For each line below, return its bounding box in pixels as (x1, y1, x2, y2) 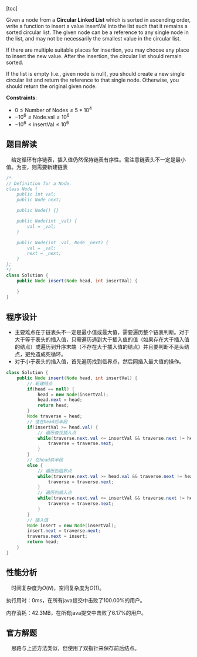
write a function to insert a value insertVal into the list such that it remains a (6, 23, 188, 29)
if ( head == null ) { (27, 386, 75, 392)
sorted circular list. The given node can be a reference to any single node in (6, 29, 189, 36)
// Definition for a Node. (6, 180, 72, 187)
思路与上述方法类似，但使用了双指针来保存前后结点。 (11, 645, 140, 652)
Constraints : (6, 94, 37, 101)
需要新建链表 (36, 163, 68, 170)
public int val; (16, 191, 57, 197)
